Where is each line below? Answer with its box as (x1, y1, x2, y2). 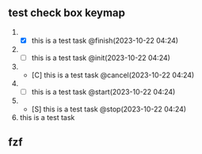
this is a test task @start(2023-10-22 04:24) (31, 87, 176, 96)
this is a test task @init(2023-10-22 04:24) (31, 53, 170, 62)
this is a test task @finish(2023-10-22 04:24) (31, 36, 179, 45)
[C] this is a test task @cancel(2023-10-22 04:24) (31, 70, 195, 80)
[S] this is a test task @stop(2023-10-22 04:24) (31, 104, 187, 114)
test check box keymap (8, 6, 125, 20)
